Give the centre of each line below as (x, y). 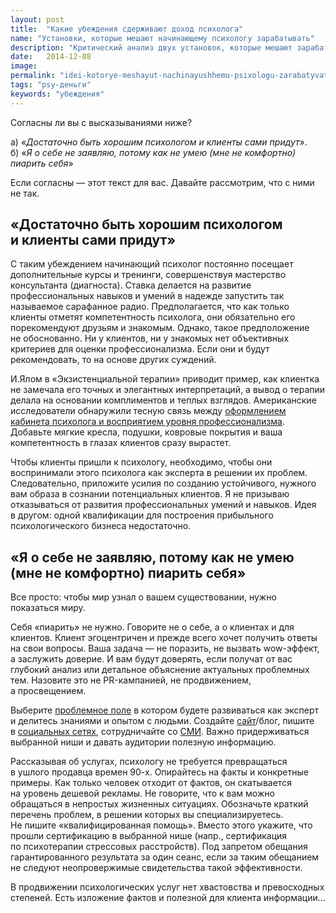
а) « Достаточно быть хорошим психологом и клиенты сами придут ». (159, 142)
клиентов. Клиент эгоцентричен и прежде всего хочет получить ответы (164, 638)
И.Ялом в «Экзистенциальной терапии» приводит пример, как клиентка (165, 379)
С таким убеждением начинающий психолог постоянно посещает (152, 264)
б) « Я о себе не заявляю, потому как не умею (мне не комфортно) (153, 152)
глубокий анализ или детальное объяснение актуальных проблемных (160, 670)
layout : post (37, 19)
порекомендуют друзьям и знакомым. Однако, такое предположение (160, 328)
